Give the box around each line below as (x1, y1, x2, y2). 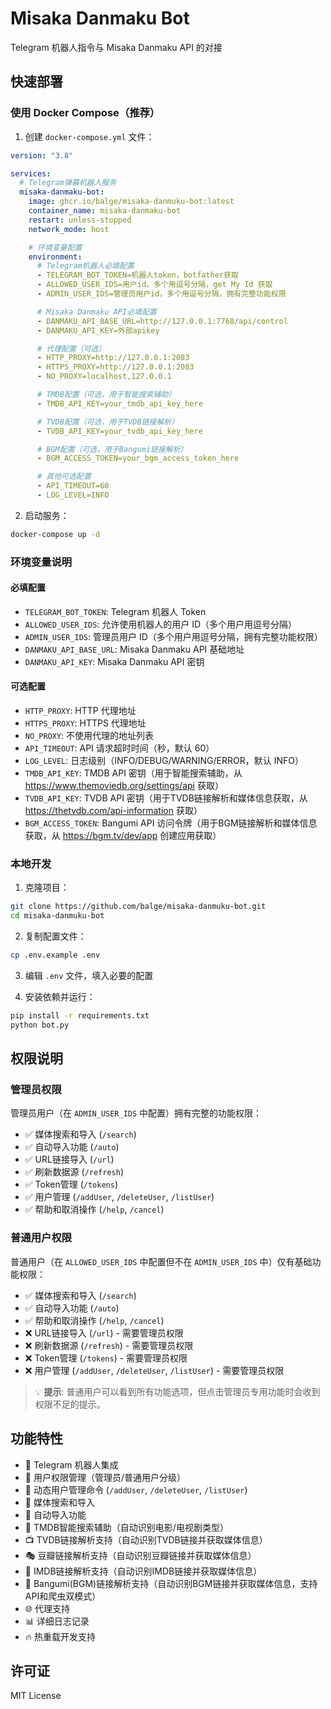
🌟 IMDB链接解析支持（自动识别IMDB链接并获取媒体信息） (24, 1565, 263, 1577)
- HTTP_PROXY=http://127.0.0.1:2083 (36, 353, 190, 363)
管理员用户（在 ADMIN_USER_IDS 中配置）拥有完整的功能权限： (10, 1107, 263, 1119)
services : (10, 168, 52, 179)
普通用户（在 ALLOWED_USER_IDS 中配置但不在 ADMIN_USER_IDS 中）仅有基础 (10, 1255, 313, 1267)
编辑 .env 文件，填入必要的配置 (24, 970, 154, 981)
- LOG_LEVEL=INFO (36, 490, 110, 500)
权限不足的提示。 (34, 1398, 106, 1410)
